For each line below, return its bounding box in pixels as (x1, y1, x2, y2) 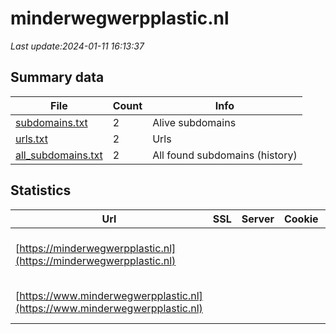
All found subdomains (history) (152, 148, 298, 162)
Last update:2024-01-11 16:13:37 (10, 40, 145, 52)
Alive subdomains (152, 115, 237, 129)
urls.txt (15, 132, 48, 146)
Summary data (10, 69, 105, 86)
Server (241, 212, 275, 226)
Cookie (283, 212, 319, 226)
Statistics (10, 182, 72, 199)
